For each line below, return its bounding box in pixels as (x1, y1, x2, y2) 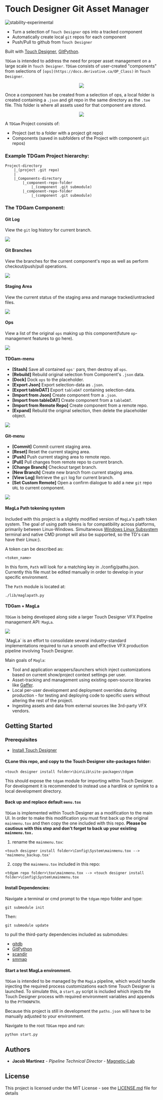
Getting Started (5, 722, 53, 730)
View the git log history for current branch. (5, 227, 92, 233)
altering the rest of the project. (12, 697, 74, 703)
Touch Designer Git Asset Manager (5, 3, 149, 15)
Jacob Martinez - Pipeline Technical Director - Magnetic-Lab (12, 1058, 135, 1064)
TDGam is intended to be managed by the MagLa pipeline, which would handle (5, 978, 156, 984)
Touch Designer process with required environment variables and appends (5, 994, 155, 1000)
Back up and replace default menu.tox (5, 799, 81, 805)
